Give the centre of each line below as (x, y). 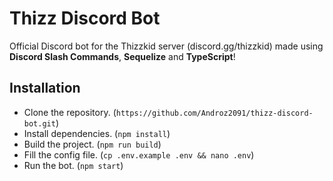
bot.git (39, 123)
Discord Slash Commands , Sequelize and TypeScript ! (122, 56)
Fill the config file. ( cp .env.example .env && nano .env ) (139, 154)
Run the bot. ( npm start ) (73, 165)
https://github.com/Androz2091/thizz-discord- (214, 113)
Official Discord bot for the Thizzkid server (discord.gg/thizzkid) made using (166, 46)
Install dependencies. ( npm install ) (97, 133)
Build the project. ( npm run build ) (92, 144)
